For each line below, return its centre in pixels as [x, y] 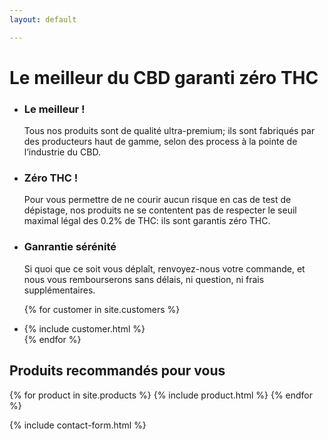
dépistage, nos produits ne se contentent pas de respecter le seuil [160, 210]
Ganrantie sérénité [70, 247]
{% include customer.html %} [84, 328]
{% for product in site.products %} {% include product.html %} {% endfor [161, 395]
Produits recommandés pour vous [117, 371]
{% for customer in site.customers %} [102, 309]
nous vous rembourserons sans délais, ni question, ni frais [144, 279]
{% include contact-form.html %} [78, 425]
